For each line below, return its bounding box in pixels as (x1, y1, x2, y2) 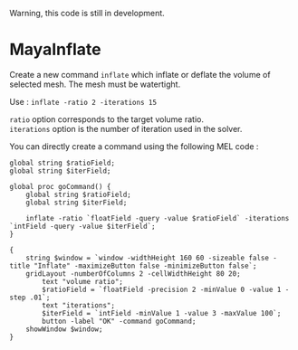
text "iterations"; (42, 300, 116, 310)
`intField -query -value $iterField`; (9, 222, 156, 231)
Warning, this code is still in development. (9, 8, 165, 18)
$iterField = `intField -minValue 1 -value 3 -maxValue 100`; (42, 308, 282, 317)
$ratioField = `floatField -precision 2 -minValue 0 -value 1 (42, 285, 282, 294)
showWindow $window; (25, 325, 103, 334)
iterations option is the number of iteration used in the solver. (9, 123, 243, 134)
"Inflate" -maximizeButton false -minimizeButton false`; (33, 261, 257, 270)
